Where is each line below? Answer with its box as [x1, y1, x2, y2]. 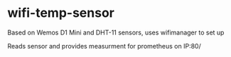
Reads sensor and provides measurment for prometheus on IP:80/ [7, 42, 201, 50]
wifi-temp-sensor [7, 5, 115, 21]
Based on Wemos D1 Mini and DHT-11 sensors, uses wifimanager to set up [7, 28, 225, 37]
